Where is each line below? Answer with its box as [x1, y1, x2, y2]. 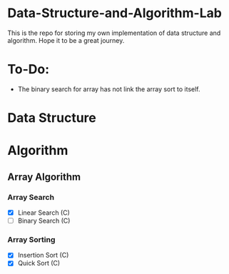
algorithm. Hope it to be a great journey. [7, 36, 125, 44]
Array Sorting [7, 234, 56, 244]
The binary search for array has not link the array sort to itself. [17, 84, 200, 93]
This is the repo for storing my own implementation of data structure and [7, 29, 221, 37]
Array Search [7, 192, 55, 202]
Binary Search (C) [17, 216, 71, 225]
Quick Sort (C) [17, 259, 61, 268]
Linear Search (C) [17, 208, 70, 217]
